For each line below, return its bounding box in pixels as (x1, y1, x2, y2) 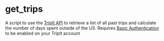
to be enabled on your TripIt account (5, 30, 80, 36)
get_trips (5, 3, 43, 15)
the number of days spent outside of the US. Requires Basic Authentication (5, 25, 160, 31)
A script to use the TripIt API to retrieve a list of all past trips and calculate (5, 20, 157, 26)
